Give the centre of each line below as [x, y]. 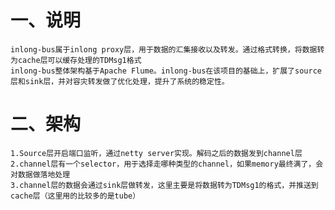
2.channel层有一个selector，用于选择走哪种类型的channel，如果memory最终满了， [163, 164]
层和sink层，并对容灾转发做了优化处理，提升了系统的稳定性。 [120, 81]
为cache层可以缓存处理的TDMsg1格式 [76, 60]
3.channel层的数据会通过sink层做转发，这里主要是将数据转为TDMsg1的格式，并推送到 [164, 185]
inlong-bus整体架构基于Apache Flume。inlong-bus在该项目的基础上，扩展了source [166, 71]
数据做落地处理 [44, 174]
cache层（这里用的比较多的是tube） [75, 196]
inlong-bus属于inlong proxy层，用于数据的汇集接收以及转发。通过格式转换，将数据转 [167, 49]
